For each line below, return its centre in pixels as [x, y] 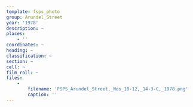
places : [16, 34]
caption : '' [43, 95]
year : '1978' [22, 23]
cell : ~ [16, 67]
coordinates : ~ [25, 45]
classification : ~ [29, 56]
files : [14, 78]
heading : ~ [20, 51]
